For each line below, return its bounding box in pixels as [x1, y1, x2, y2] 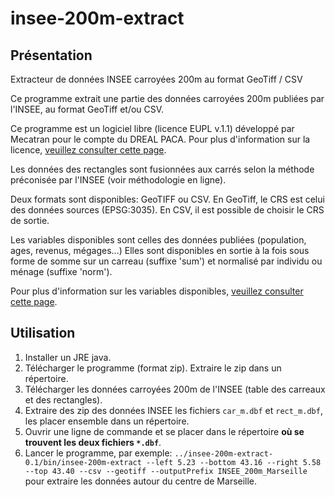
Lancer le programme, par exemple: [24, 447, 173, 459]
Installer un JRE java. [24, 351, 112, 363]
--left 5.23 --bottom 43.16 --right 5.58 [146, 457, 322, 467]
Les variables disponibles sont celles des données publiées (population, [10, 234, 307, 246]
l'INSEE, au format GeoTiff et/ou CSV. [10, 103, 165, 115]
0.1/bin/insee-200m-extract [24, 457, 142, 467]
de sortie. [10, 215, 50, 226]
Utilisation [10, 325, 76, 342]
